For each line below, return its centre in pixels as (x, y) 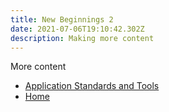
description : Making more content (82, 38)
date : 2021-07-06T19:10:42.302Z (77, 29)
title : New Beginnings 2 (62, 19)
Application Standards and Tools (92, 86)
